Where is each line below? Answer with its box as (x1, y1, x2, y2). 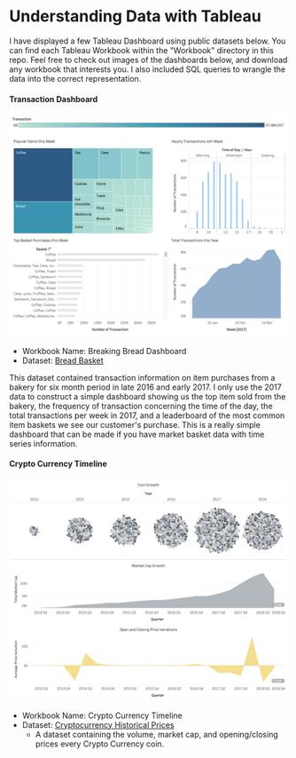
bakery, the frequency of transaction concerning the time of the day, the (9, 400, 273, 411)
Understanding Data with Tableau (9, 6, 261, 27)
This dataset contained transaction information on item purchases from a (9, 372, 276, 383)
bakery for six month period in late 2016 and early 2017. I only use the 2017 (9, 382, 282, 392)
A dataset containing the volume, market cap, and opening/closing (35, 729, 279, 739)
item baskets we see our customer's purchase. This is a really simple (9, 419, 261, 430)
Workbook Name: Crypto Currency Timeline (21, 710, 183, 721)
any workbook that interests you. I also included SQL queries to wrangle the (9, 64, 286, 75)
